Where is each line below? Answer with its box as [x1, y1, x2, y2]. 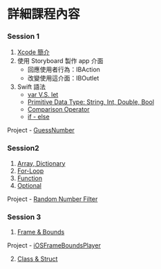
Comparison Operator [27, 105, 90, 114]
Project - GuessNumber [7, 126, 75, 134]
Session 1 [7, 32, 40, 42]
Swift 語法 [17, 83, 46, 91]
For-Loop [17, 166, 44, 175]
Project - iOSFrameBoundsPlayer [7, 241, 102, 250]
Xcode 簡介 [17, 48, 50, 56]
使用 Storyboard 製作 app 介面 [17, 57, 104, 65]
